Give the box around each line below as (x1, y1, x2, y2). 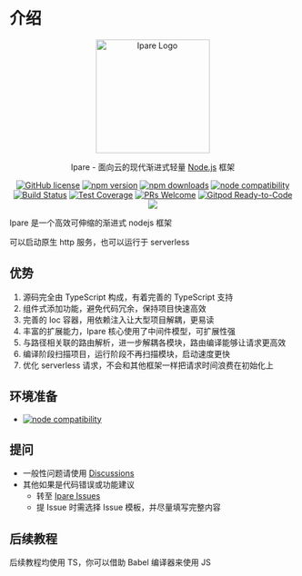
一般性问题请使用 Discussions (22, 468, 135, 479)
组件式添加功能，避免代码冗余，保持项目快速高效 (22, 303, 206, 313)
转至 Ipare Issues (35, 491, 101, 502)
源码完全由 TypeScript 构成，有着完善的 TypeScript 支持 (22, 292, 234, 303)
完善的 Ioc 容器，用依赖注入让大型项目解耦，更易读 (22, 314, 215, 325)
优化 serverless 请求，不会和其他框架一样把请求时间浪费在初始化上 (22, 360, 275, 371)
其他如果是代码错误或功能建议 (22, 479, 135, 491)
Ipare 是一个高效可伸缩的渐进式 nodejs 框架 (9, 217, 173, 228)
